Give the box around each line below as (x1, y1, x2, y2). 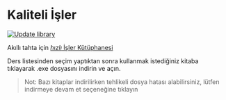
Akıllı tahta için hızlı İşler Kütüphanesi (7, 43, 113, 51)
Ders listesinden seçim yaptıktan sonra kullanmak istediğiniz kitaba (7, 56, 199, 65)
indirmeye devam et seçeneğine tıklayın (24, 85, 138, 93)
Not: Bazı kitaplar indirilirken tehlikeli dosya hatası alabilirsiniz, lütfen (24, 77, 220, 86)
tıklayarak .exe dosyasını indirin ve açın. (7, 64, 121, 72)
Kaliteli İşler (7, 7, 77, 23)
